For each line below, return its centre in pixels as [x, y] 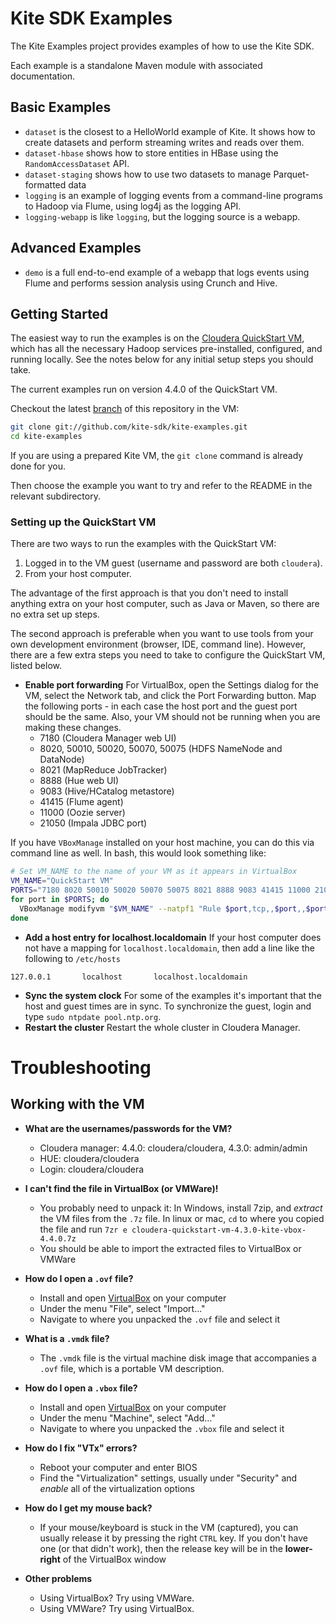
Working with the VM [77, 1104]
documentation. [43, 76]
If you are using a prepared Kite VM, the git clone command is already [157, 456]
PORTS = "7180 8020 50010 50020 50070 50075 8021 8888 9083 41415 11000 [160, 890]
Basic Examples [61, 107]
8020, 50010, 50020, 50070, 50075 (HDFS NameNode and [161, 749]
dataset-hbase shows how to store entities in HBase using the [151, 153]
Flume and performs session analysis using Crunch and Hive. [151, 283]
